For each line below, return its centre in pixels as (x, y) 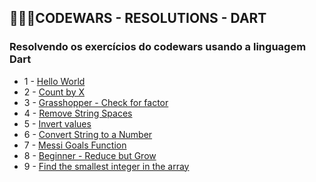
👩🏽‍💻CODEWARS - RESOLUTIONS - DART (138, 18)
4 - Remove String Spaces (78, 113)
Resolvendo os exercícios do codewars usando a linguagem (158, 47)
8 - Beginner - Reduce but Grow (90, 155)
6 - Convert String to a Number (88, 134)
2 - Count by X (54, 92)
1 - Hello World (54, 81)
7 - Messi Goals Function (75, 145)
